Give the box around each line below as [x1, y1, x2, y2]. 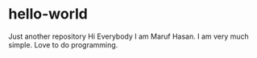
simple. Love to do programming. [8, 39, 118, 49]
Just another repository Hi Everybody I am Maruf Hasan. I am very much [8, 31, 250, 41]
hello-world [8, 5, 89, 23]
